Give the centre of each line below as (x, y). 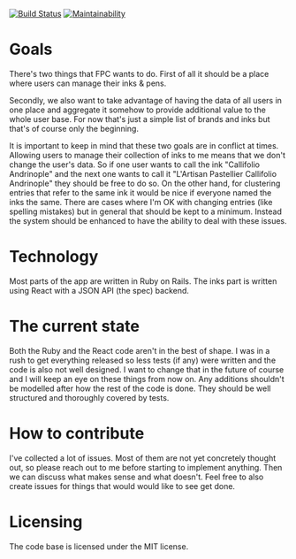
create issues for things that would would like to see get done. (122, 486)
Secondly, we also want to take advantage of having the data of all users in (146, 100)
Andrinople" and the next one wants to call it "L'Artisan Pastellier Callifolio (143, 173)
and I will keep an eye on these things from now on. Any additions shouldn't (147, 379)
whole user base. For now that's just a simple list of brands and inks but (140, 119)
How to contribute (77, 433)
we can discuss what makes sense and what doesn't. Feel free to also (137, 477)
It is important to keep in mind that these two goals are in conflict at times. (144, 145)
